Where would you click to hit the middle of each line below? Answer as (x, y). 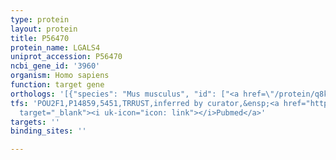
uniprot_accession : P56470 (66, 57)
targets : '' (35, 122)
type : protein (40, 19)
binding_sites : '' (48, 131)
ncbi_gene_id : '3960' (55, 66)
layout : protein (44, 29)
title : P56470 (40, 38)
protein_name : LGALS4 (55, 47)
